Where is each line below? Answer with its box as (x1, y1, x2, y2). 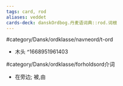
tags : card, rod (6, 8, 46, 15)
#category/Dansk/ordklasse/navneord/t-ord (6, 36, 113, 43)
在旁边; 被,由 (14, 74, 46, 81)
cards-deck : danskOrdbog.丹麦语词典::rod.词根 (6, 20, 118, 26)
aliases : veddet (6, 14, 46, 20)
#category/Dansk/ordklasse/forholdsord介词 (6, 60, 115, 68)
